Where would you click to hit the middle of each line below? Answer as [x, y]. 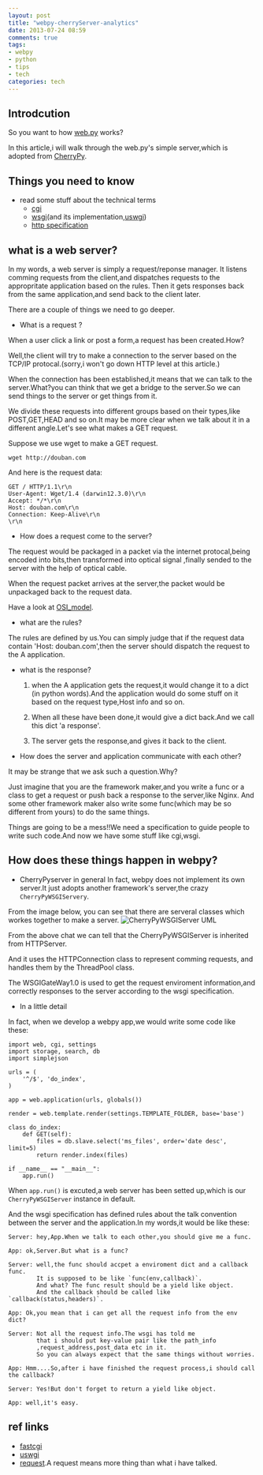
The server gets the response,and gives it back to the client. [129, 741]
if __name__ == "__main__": [54, 1169]
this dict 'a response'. [66, 725]
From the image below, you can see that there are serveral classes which [126, 911]
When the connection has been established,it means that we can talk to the [130, 379]
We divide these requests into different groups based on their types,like [124, 411]
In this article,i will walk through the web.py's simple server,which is [118, 148]
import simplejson [38, 1058]
